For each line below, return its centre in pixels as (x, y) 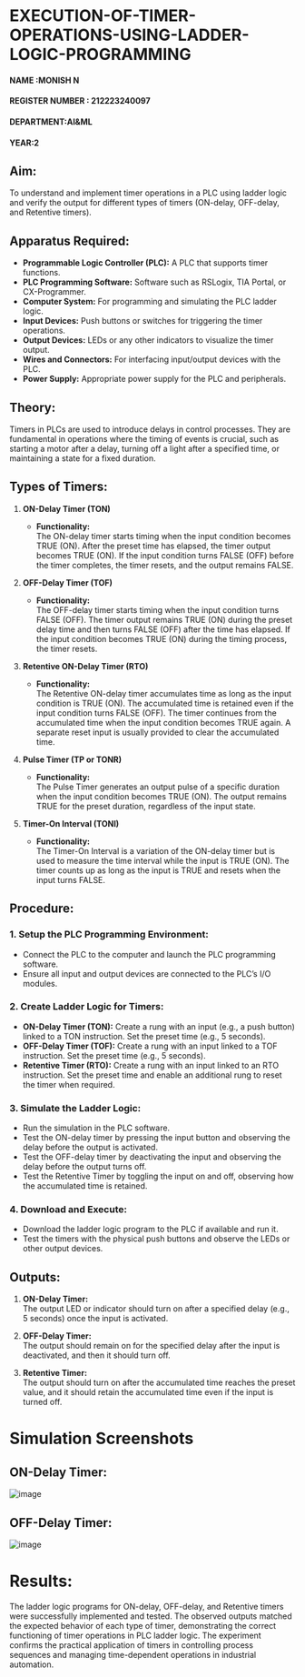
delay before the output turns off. (84, 1167)
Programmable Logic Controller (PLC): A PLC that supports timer (145, 263)
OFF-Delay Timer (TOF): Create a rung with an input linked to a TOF (150, 1046)
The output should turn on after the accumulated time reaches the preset (159, 1382)
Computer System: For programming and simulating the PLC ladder (149, 302)
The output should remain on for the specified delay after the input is (151, 1346)
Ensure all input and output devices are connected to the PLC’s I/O (147, 973)
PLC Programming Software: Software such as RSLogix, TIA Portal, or (154, 282)
